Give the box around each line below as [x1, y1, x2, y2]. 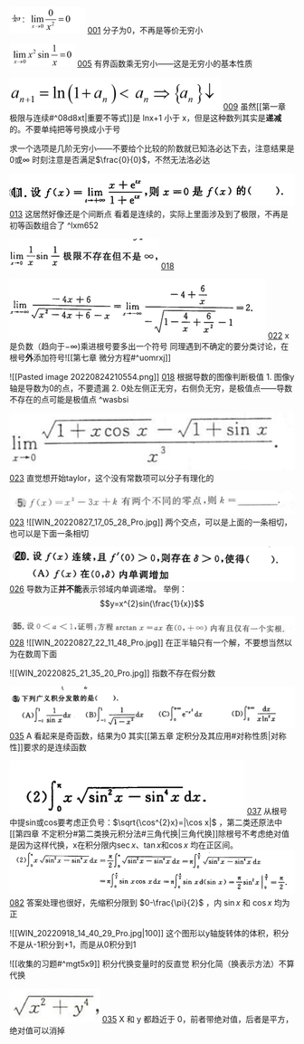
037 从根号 [246, 805, 288, 816]
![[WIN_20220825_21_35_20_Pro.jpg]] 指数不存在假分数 [9, 668, 215, 679]
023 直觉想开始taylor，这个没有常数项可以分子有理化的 [9, 472, 214, 483]
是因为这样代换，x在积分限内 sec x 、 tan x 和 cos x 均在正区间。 [9, 840, 238, 850]
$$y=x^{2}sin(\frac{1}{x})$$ [99, 598, 205, 609]
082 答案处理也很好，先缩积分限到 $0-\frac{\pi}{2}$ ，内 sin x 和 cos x [9, 897, 272, 907]
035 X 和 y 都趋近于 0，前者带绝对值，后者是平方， [101, 1013, 294, 1024]
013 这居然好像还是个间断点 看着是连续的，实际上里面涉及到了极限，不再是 [9, 209, 290, 220]
